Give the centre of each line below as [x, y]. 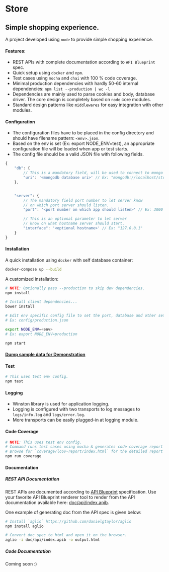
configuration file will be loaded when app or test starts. [70, 149]
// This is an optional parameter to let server [75, 219]
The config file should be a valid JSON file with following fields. [78, 154]
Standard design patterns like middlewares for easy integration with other [88, 105]
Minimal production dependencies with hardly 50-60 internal [75, 84]
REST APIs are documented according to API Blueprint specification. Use [81, 492]
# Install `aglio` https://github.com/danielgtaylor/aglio [68, 521]
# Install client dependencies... [41, 302]
